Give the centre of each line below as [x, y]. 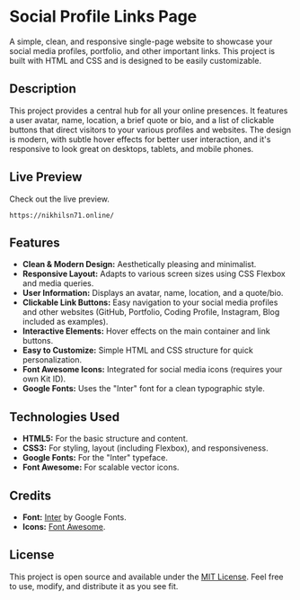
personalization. [52, 360]
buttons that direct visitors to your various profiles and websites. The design [150, 130]
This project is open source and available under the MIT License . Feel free [147, 577]
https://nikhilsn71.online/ [62, 215]
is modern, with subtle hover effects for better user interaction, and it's [140, 139]
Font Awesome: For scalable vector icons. [101, 467]
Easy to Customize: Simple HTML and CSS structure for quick [137, 350]
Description [43, 89]
